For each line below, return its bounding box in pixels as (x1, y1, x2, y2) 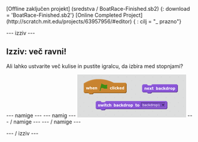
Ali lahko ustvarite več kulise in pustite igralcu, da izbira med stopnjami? (6, 62, 184, 70)
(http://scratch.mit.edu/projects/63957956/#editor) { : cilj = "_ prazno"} (6, 18, 182, 25)
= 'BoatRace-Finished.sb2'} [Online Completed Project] (6, 11, 143, 18)
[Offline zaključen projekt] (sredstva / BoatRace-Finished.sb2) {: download (6, 5, 190, 12)
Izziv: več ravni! (6, 47, 67, 57)
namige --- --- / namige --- (13, 118, 81, 125)
